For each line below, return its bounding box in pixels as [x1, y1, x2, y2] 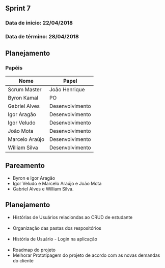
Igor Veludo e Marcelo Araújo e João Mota [12, 180, 102, 186]
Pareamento [5, 161, 45, 170]
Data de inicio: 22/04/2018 [5, 19, 73, 27]
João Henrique [49, 86, 85, 93]
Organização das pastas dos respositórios [12, 225, 102, 231]
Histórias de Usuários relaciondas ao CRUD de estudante [12, 214, 133, 220]
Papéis [5, 64, 23, 71]
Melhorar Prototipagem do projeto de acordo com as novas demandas [12, 252, 160, 258]
